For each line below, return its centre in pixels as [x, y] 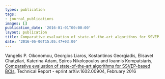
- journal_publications [29, 19]
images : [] [16, 23]
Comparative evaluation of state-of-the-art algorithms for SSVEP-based [78, 66]
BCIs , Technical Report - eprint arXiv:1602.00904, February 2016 [71, 71]
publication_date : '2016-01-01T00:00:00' [48, 28]
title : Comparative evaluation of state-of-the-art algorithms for [76, 37]
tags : [11, 14]
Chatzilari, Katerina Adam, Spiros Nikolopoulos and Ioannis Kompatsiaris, [79, 61]
